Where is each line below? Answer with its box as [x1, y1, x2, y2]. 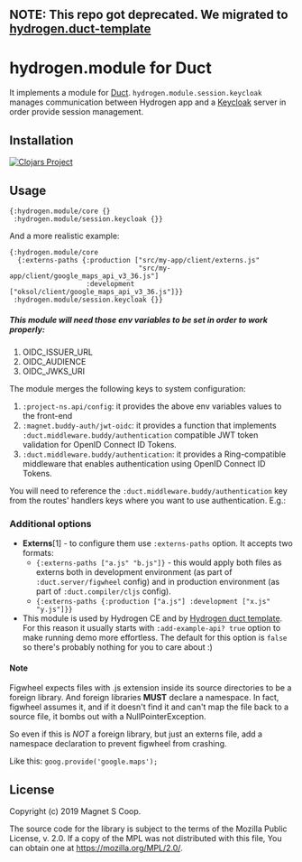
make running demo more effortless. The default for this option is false [22, 632, 288, 644]
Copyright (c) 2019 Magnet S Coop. [9, 806, 142, 817]
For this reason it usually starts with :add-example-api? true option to [22, 623, 281, 634]
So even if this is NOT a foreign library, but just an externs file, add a [9, 728, 263, 739]
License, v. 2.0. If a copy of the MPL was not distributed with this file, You [9, 833, 282, 844]
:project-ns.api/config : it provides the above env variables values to [22, 401, 282, 412]
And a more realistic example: [9, 230, 120, 241]
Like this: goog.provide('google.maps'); [9, 755, 158, 766]
